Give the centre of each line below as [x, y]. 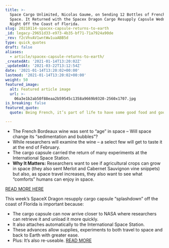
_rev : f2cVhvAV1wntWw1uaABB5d [37, 38]
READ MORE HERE [25, 189]
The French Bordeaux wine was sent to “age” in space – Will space [82, 131]
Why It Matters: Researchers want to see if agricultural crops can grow [87, 163]
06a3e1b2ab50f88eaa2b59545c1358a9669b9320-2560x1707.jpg [75, 98]
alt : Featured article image [40, 89]
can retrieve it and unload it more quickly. [55, 219]
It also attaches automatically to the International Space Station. [78, 224]
